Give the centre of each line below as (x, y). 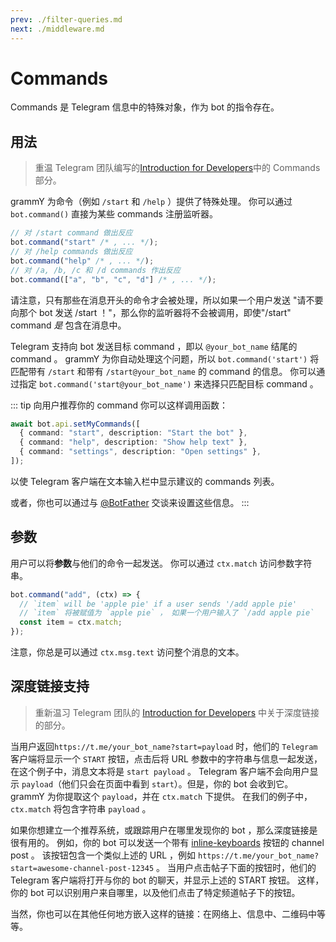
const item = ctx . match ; (71, 622)
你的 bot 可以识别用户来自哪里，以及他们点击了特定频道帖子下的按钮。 (155, 892)
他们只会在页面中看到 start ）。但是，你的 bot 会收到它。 (177, 783)
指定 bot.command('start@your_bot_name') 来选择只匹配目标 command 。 (168, 383)
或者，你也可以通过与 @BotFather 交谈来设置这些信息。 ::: (130, 502)
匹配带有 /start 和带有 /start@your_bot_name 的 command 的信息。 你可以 (163, 371)
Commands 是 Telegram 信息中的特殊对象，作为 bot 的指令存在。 (145, 107)
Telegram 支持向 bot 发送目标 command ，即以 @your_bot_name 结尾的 (154, 346)
